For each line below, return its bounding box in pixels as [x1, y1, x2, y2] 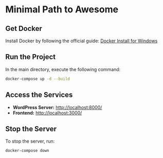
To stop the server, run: [5, 138, 55, 145]
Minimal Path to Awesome [5, 4, 119, 15]
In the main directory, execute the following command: [5, 66, 121, 73]
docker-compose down [5, 148, 50, 153]
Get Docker [5, 24, 43, 33]
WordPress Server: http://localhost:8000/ [12, 104, 102, 110]
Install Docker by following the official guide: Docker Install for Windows [5, 38, 158, 44]
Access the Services [5, 91, 73, 99]
